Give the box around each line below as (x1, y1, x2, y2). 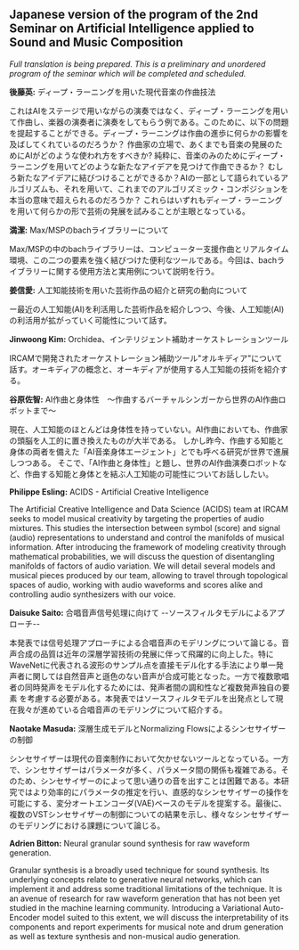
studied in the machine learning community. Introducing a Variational (9, 902, 262, 913)
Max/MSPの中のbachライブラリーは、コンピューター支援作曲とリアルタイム (9, 243, 289, 254)
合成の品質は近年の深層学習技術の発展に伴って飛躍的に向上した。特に (16, 648, 274, 659)
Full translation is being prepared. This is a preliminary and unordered (9, 58, 266, 70)
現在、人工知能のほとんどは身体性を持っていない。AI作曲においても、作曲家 (9, 423, 288, 435)
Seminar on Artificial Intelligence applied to (9, 21, 255, 37)
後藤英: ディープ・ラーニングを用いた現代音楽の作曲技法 (9, 86, 216, 97)
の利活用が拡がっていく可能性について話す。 (9, 315, 172, 325)
